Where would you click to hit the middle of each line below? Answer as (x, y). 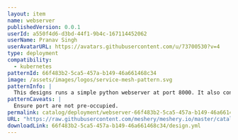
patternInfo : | (30, 86)
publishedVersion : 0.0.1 (44, 27)
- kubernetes (33, 66)
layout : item (27, 14)
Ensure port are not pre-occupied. (66, 106)
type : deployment (33, 54)
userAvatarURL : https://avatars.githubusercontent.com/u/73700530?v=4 (114, 47)
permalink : (23, 112)
